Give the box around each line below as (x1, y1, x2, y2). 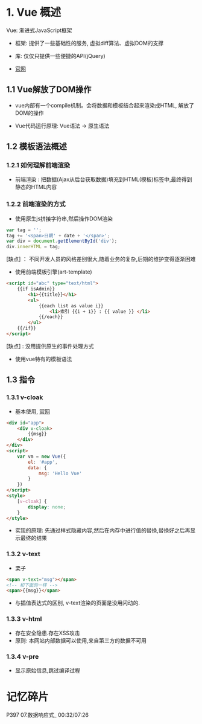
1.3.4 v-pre (6, 652, 39, 661)
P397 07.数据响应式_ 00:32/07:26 (6, 711, 89, 719)
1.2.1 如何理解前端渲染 (6, 161, 71, 170)
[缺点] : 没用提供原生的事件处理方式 (6, 342, 95, 350)
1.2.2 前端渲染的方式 (6, 200, 66, 208)
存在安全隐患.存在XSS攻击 (14, 629, 80, 636)
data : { (28, 464, 47, 471)
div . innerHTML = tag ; (6, 244, 61, 250)
